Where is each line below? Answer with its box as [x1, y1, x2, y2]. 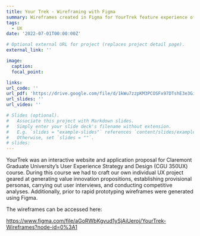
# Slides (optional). [6, 112, 60, 118]
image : [6, 58, 23, 64]
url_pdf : [6, 90, 28, 97]
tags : [6, 20, 20, 26]
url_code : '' [6, 85, 39, 91]
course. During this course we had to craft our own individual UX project [6, 169, 184, 176]
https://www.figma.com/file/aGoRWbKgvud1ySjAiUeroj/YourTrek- [6, 218, 167, 225]
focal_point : [11, 69, 44, 75]
